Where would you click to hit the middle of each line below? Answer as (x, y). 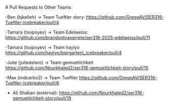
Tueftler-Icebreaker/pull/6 (32, 83)
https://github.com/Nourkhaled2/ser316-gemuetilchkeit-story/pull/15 (77, 68)
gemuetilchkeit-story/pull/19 (42, 98)
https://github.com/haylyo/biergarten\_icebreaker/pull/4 (63, 53)
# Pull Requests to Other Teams (38, 7)
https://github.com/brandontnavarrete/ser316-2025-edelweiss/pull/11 (78, 38)
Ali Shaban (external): (35, 93)
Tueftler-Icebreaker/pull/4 (32, 22)
